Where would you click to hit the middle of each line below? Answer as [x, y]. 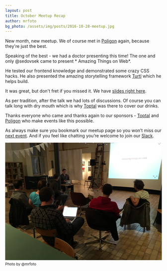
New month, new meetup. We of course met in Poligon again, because [77, 41]
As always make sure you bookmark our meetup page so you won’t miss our [83, 131]
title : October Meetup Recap [35, 16]
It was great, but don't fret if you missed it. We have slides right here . [76, 91]
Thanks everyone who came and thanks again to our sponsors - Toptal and [82, 116]
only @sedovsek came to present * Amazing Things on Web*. [68, 61]
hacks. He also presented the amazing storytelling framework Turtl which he [83, 76]
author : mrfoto [21, 21]
